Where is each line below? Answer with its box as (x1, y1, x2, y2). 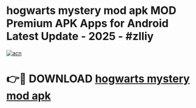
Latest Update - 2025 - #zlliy (6, 30, 154, 43)
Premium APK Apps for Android (6, 16, 169, 30)
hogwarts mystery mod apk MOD (6, 4, 177, 18)
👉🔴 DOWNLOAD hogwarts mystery (6, 72, 190, 86)
